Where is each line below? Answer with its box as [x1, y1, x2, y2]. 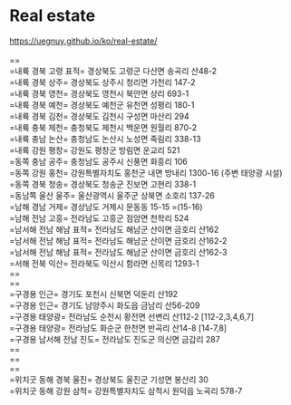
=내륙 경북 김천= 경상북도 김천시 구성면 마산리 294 [9, 111, 190, 121]
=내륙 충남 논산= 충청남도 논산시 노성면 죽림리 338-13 [9, 133, 201, 144]
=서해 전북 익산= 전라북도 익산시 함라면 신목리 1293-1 [9, 257, 199, 268]
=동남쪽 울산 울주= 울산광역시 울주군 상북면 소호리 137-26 [9, 189, 216, 200]
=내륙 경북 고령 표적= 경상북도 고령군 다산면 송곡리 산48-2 [9, 65, 218, 76]
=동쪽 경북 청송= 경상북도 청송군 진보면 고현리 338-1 [9, 178, 197, 189]
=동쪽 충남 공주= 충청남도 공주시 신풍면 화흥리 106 [9, 156, 189, 167]
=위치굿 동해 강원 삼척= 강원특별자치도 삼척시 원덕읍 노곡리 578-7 [9, 385, 243, 396]
